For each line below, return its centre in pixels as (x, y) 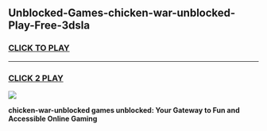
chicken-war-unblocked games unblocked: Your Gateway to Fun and (124, 110)
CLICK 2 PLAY (36, 78)
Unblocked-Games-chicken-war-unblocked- (122, 13)
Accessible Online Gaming (53, 118)
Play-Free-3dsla (49, 26)
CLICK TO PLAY (39, 48)
